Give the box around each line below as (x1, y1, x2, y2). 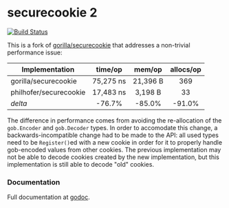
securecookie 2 (7, 5, 98, 21)
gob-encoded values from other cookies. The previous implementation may (7, 145, 221, 154)
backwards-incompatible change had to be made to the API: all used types (7, 131, 219, 139)
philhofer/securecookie (10, 87, 86, 97)
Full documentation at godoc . (7, 193, 91, 201)
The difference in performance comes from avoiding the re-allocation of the (7, 116, 222, 125)
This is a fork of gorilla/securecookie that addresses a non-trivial (7, 41, 190, 49)
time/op (96, 64, 122, 74)
